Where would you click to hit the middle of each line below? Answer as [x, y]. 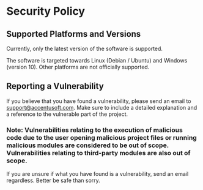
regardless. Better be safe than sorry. [54, 180]
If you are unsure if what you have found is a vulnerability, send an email [98, 174]
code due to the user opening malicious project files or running [102, 137]
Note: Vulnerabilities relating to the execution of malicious [95, 130]
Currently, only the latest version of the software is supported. [85, 48]
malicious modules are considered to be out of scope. [88, 145]
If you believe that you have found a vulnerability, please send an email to [99, 101]
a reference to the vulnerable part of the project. [67, 114]
